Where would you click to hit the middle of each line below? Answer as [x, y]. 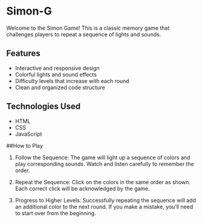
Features [23, 54]
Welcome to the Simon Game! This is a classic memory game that [88, 28]
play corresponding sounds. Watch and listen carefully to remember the [105, 164]
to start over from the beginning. [55, 213]
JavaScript [28, 134]
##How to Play [25, 145]
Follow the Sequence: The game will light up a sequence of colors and [103, 157]
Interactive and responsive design [57, 68]
